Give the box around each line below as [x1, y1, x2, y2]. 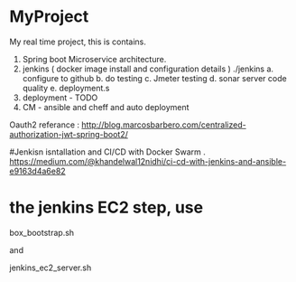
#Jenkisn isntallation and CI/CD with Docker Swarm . [9, 146, 206, 157]
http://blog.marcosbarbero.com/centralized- [80, 119, 246, 130]
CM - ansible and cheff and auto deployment [22, 101, 190, 112]
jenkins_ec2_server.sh [9, 262, 92, 273]
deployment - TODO [22, 92, 98, 103]
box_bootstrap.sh [9, 227, 75, 238]
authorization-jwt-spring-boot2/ [9, 128, 129, 139]
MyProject [9, 6, 89, 27]
